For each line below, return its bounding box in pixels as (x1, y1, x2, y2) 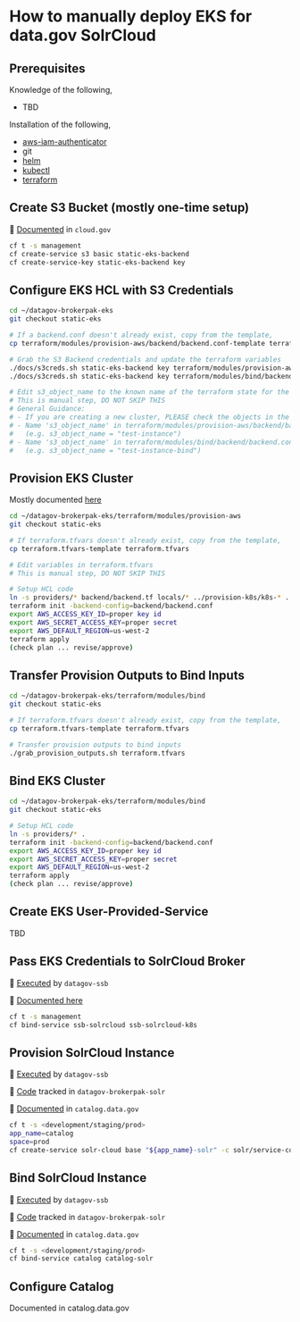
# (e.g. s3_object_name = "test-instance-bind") (9, 446, 202, 455)
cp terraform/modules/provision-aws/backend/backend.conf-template (9, 339, 266, 347)
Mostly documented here (9, 494, 102, 506)
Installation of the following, (9, 119, 112, 130)
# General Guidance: (9, 405, 87, 414)
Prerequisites (9, 61, 86, 76)
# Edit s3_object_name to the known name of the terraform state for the (9, 388, 290, 397)
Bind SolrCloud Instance (9, 1170, 147, 1185)
